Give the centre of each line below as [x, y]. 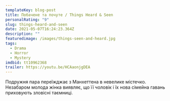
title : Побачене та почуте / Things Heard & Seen [59, 15]
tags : [11, 44]
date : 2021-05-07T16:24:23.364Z [40, 29]
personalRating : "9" [27, 19]
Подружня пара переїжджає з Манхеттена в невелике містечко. [76, 82]
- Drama [18, 48]
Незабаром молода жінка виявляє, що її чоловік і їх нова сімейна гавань [85, 87]
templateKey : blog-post [31, 10]
